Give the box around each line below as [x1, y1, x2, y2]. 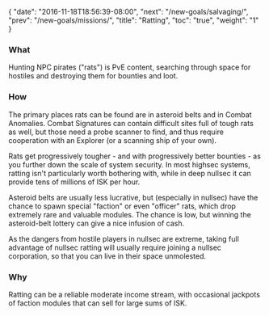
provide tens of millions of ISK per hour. [8, 177, 141, 187]
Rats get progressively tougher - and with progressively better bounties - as [8, 151, 261, 161]
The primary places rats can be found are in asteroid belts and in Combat [8, 109, 252, 120]
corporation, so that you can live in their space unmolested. [8, 251, 207, 261]
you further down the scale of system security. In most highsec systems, [8, 159, 250, 169]
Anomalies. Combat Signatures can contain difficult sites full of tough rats [8, 118, 254, 128]
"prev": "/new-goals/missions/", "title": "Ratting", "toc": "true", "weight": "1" [8, 15, 259, 25]
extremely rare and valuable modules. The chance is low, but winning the [8, 209, 252, 219]
